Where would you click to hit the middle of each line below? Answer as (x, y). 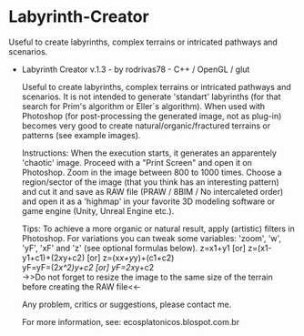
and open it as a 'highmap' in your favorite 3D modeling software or (148, 201)
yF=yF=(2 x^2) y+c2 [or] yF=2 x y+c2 (88, 267)
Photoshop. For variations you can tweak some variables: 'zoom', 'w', (152, 238)
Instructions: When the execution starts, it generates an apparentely (149, 153)
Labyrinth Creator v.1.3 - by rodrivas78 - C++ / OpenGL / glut (136, 69)
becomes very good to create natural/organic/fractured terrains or (146, 126)
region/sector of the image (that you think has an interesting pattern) (150, 182)
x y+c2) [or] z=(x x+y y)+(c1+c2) (116, 258)
